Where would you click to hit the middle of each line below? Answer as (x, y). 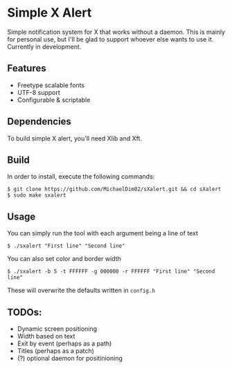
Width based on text (46, 336)
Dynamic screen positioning (57, 329)
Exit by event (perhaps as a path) (64, 343)
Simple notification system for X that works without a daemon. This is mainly (116, 32)
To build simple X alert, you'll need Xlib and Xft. (75, 138)
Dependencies (39, 121)
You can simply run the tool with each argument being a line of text (103, 233)
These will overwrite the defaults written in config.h (81, 290)
